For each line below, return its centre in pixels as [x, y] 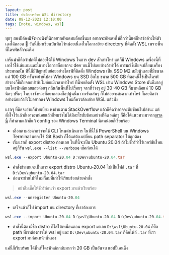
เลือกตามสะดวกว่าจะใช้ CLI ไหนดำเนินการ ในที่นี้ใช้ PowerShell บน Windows [81, 131]
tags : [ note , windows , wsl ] [35, 24]
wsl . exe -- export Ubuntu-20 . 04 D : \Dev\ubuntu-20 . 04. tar [65, 157]
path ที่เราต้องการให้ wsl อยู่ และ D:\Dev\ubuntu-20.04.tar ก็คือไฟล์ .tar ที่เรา [84, 232]
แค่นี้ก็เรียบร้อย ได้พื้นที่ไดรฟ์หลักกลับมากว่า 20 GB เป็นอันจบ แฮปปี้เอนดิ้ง [67, 248]
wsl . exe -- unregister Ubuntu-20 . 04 [43, 198]
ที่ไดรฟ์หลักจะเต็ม [20, 50]
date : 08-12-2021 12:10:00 [33, 19]
